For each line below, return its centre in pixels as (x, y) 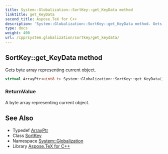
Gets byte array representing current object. (50, 70)
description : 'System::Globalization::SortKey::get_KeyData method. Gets (84, 24)
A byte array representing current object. (47, 102)
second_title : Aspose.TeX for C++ (41, 19)
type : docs (16, 28)
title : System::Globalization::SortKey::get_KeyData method (69, 10)
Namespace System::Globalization (48, 141)
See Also (19, 118)
